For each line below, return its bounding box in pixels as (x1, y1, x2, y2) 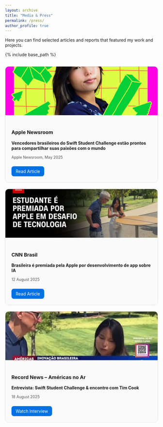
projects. (5, 42, 23, 48)
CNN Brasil (11, 251, 38, 258)
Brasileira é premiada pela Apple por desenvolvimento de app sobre (11, 263, 151, 268)
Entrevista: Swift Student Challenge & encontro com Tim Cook (11, 385, 139, 391)
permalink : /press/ (5, 18, 45, 23)
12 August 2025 (11, 277, 40, 282)
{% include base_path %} (5, 52, 56, 58)
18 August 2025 (11, 394, 40, 400)
